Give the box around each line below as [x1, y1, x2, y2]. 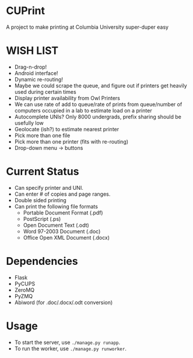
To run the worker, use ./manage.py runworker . [14, 345, 127, 352]
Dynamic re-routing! [14, 76, 63, 83]
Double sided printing [14, 196, 67, 203]
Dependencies [6, 255, 78, 268]
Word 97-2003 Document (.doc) [23, 227, 101, 235]
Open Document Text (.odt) [23, 221, 89, 229]
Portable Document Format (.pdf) [23, 209, 103, 216]
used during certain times [14, 88, 77, 95]
